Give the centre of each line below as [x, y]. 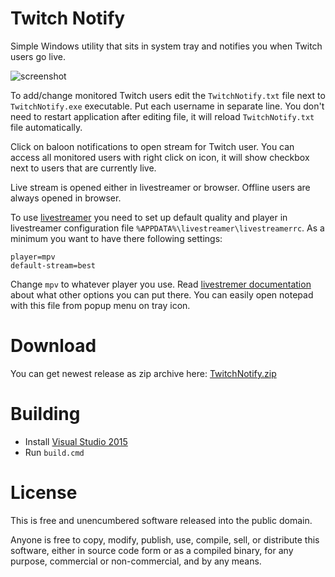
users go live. [38, 56]
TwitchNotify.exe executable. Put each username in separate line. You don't [167, 106]
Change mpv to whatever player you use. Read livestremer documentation [161, 284]
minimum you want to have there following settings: [116, 238]
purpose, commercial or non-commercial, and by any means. [136, 561]
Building [45, 414]
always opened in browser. [66, 198]
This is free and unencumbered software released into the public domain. [161, 520]
